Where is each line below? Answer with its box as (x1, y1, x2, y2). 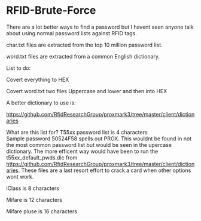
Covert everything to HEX (6, 76, 69, 83)
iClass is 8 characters (6, 185, 60, 192)
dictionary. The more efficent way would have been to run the (6, 148, 159, 155)
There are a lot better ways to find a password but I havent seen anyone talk (6, 23, 194, 30)
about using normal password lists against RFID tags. (6, 29, 137, 36)
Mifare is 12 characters (6, 196, 63, 203)
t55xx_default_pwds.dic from (6, 154, 78, 161)
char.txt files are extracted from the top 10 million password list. (6, 41, 163, 48)
